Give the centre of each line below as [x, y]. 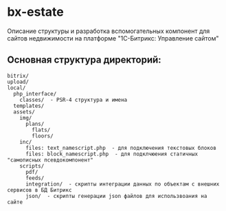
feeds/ [35, 178]
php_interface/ [35, 93]
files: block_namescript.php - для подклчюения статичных [111, 154]
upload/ [18, 82]
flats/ [41, 130]
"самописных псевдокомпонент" [50, 160]
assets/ [24, 112]
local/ [16, 88]
